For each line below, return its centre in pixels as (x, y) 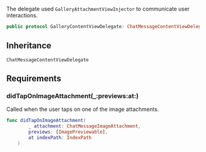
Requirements (34, 79)
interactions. (22, 15)
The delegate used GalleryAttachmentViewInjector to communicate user (98, 9)
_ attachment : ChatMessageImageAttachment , (85, 126)
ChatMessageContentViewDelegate (48, 60)
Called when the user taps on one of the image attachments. (83, 109)
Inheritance (29, 46)
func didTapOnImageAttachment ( (46, 121)
